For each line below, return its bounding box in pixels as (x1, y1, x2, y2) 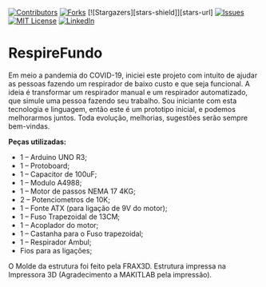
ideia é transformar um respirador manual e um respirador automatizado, (8, 87, 248, 97)
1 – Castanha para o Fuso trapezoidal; (19, 229, 144, 238)
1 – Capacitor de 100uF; (19, 169, 97, 179)
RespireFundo (8, 44, 103, 62)
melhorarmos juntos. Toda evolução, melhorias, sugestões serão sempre (8, 113, 248, 122)
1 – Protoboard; (19, 161, 70, 170)
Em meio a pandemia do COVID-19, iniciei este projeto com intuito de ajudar (8, 70, 258, 80)
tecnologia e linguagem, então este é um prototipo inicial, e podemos (8, 104, 236, 114)
